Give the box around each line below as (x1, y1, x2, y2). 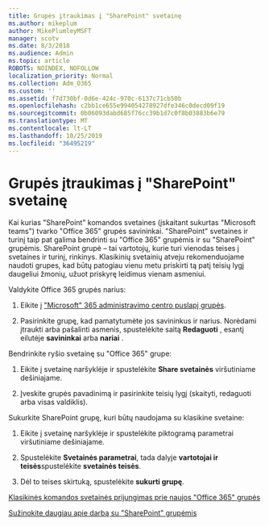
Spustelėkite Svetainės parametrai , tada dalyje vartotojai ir (19, 453, 219, 462)
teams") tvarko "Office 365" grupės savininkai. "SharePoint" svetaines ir (8, 227, 248, 236)
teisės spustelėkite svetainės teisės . (19, 461, 142, 471)
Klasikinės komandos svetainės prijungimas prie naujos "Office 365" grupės (8, 493, 261, 503)
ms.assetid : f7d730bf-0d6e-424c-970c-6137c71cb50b (8, 94, 182, 102)
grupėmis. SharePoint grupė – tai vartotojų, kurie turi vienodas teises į (8, 244, 240, 253)
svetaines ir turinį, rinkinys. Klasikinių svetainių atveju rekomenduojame (8, 252, 245, 262)
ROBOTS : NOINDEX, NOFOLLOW (8, 65, 99, 73)
